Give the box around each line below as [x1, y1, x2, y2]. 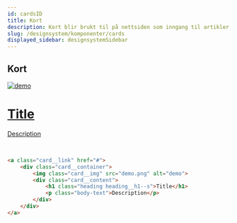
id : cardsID [7, 10, 42, 18]
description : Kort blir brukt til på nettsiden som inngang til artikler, [7, 23, 233, 30]
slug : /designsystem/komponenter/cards [7, 30, 125, 37]
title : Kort [7, 17, 42, 24]
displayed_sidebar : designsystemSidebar [7, 37, 129, 44]
